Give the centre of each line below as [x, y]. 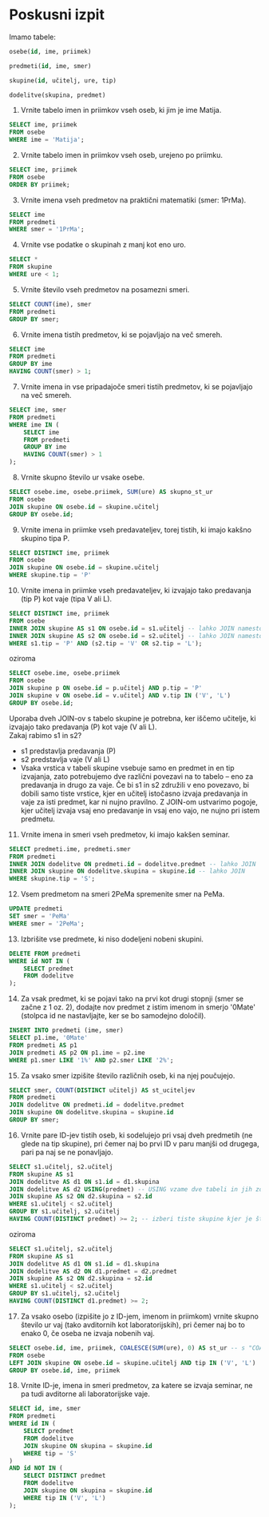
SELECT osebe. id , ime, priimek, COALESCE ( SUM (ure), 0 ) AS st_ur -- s [127, 1348]
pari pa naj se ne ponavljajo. [67, 1152]
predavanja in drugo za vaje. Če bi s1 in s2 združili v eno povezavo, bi [135, 785]
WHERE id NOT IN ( [40, 961]
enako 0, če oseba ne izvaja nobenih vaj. [87, 1333]
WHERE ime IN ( [34, 425]
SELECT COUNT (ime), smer [50, 304]
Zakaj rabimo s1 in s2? [45, 735]
